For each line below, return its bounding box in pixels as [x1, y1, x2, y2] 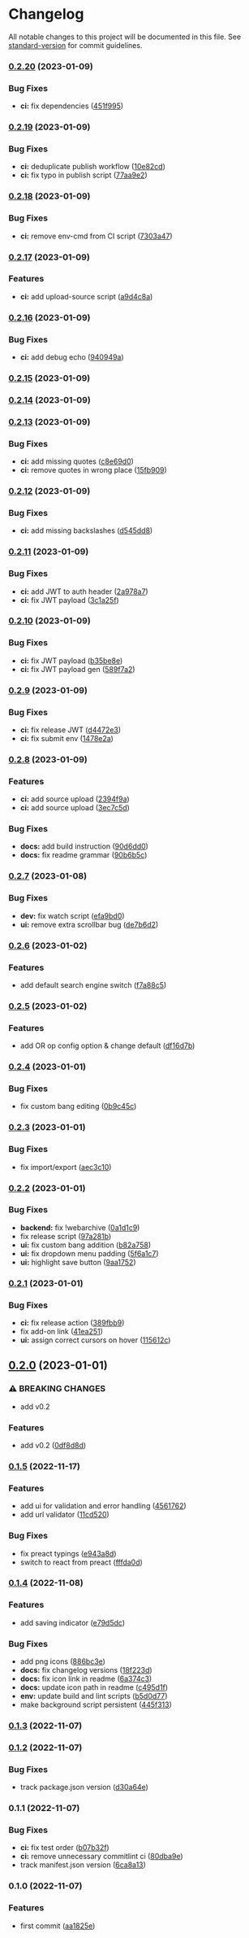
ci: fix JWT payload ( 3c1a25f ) [19, 595, 119, 605]
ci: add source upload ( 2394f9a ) [19, 794, 130, 804]
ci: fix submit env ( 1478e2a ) [19, 733, 114, 743]
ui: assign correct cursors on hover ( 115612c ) [19, 1335, 171, 1345]
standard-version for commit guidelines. [8, 40, 143, 50]
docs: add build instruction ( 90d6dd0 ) [19, 841, 148, 851]
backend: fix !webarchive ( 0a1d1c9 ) [19, 1222, 140, 1233]
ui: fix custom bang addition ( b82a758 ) [19, 1240, 152, 1250]
